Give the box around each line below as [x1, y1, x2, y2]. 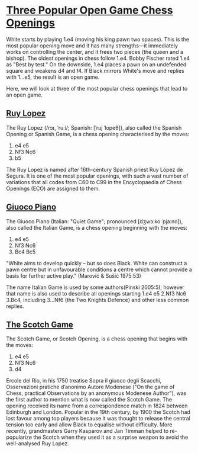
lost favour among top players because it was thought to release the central [6, 415, 190, 422]
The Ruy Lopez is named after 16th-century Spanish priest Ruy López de [6, 166, 183, 173]
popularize [6, 433, 33, 441]
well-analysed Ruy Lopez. [6, 440, 69, 447]
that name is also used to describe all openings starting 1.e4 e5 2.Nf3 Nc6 [6, 290, 187, 297]
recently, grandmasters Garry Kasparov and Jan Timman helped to [6, 428, 169, 435]
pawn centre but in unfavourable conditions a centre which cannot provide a [6, 266, 192, 273]
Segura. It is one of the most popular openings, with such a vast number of [6, 172, 189, 179]
